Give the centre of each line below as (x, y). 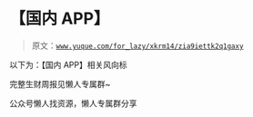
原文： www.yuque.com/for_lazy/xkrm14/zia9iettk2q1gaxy (137, 45)
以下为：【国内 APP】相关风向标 (68, 64)
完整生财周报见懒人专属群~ (60, 83)
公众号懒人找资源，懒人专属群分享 (73, 103)
